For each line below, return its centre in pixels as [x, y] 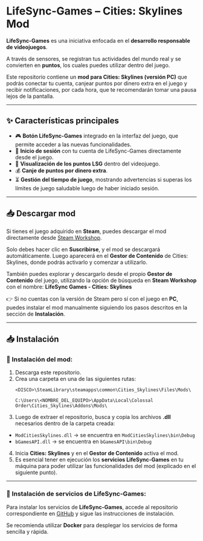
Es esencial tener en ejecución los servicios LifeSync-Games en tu [99, 459]
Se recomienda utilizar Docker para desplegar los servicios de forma [92, 525]
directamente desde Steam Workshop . [54, 237]
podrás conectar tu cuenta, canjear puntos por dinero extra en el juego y [97, 83]
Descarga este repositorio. [48, 373]
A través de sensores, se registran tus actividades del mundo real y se [94, 59]
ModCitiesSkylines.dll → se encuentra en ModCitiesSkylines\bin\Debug [105, 435]
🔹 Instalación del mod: [40, 359]
